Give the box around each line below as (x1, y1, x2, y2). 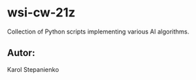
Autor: (7, 47, 36, 59)
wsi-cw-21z (7, 5, 76, 21)
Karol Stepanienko (7, 65, 60, 73)
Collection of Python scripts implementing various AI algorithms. (7, 27, 190, 36)
